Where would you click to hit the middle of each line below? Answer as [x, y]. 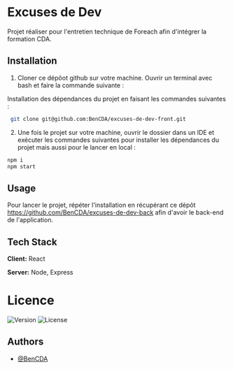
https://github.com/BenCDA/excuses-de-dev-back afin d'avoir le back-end [115, 212]
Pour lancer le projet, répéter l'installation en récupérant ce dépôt [101, 205]
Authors [26, 342]
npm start [22, 166]
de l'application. [30, 220]
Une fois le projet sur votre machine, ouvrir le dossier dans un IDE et [116, 132]
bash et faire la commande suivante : [71, 85]
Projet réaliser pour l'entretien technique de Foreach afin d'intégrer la [107, 31]
